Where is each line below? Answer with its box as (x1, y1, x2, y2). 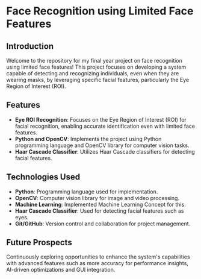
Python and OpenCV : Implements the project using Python (14, 135, 162, 142)
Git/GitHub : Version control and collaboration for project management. (14, 220, 191, 227)
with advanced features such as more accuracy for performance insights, (6, 260, 188, 267)
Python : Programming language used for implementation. (14, 188, 158, 195)
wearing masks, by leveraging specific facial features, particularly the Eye (6, 77, 190, 83)
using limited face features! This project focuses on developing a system (6, 63, 187, 71)
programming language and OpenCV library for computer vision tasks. (14, 142, 190, 149)
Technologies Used (6, 172, 80, 182)
